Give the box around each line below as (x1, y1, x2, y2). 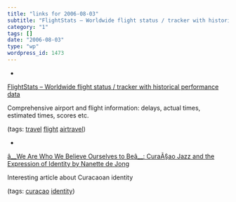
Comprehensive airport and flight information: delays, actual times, (7, 103, 201, 112)
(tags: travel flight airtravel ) (7, 125, 86, 133)
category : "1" (7, 23, 49, 30)
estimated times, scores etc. (7, 111, 89, 120)
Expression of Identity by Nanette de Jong (7, 159, 130, 168)
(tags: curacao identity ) (7, 187, 75, 195)
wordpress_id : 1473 (7, 50, 65, 57)
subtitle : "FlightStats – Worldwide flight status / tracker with (7, 17, 206, 24)
